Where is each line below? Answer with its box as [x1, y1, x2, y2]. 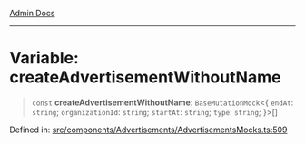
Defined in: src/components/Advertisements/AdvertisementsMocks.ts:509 [9, 124, 288, 135]
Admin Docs [9, 8, 55, 18]
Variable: [9, 48, 80, 69]
